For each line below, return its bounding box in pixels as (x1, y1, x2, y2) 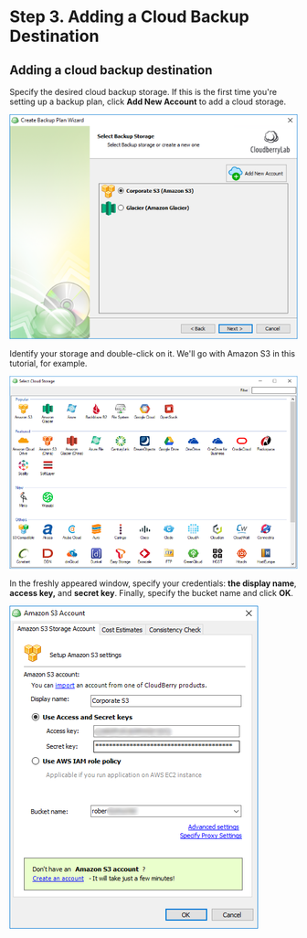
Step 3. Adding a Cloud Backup (9, 6, 249, 27)
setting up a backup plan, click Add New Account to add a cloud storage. (9, 96, 287, 107)
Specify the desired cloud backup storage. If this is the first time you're (9, 87, 277, 97)
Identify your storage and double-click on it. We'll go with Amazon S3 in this (9, 348, 295, 359)
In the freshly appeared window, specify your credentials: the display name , (9, 578, 297, 589)
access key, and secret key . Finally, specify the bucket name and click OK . (9, 588, 294, 599)
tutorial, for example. (9, 358, 88, 369)
